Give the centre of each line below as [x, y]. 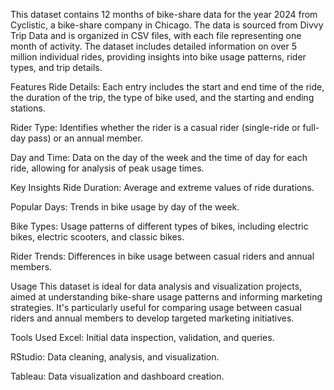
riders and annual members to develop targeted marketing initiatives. [152, 318]
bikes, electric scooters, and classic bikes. [97, 237]
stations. [28, 108]
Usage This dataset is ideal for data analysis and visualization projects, [156, 286]
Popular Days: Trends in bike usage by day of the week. [125, 207]
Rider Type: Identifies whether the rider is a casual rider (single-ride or [155, 127]
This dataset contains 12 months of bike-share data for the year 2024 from [164, 14]
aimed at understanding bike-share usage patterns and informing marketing [166, 297]
